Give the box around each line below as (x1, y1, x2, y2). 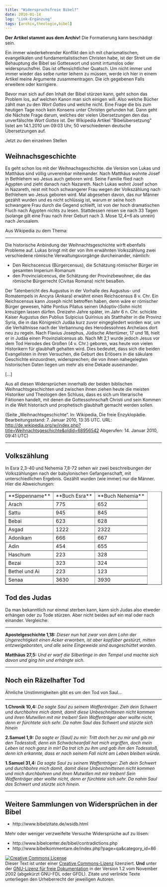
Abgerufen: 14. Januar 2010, (100, 428, 158, 434)
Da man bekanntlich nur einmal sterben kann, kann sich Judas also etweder (5, 607, 161, 613)
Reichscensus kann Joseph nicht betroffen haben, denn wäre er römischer (5, 298, 158, 304)
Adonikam (8, 534, 32, 541)
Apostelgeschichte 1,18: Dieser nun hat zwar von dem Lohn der (5, 631, 137, 637)
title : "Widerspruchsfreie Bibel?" (5, 7, 79, 12)
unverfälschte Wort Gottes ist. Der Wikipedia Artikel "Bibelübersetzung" (5, 117, 152, 123)
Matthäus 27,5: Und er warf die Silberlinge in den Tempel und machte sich (5, 652, 159, 658)
